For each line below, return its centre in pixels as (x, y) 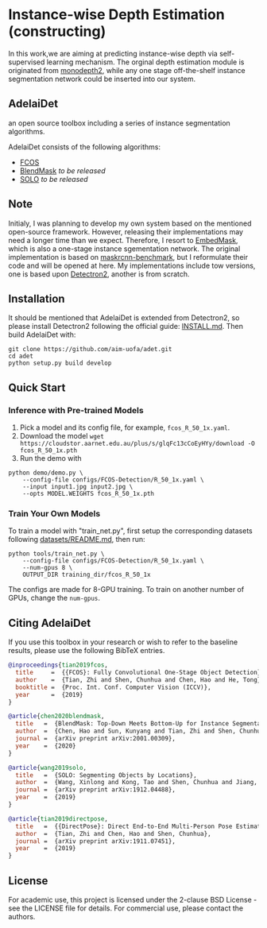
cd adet (21, 356)
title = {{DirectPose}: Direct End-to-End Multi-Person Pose (124, 826)
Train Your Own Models (54, 513)
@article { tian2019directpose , (58, 819)
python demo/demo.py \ (46, 473)
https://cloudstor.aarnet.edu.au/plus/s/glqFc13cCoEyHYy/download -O (137, 444)
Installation (37, 298)
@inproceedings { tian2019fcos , (58, 665)
